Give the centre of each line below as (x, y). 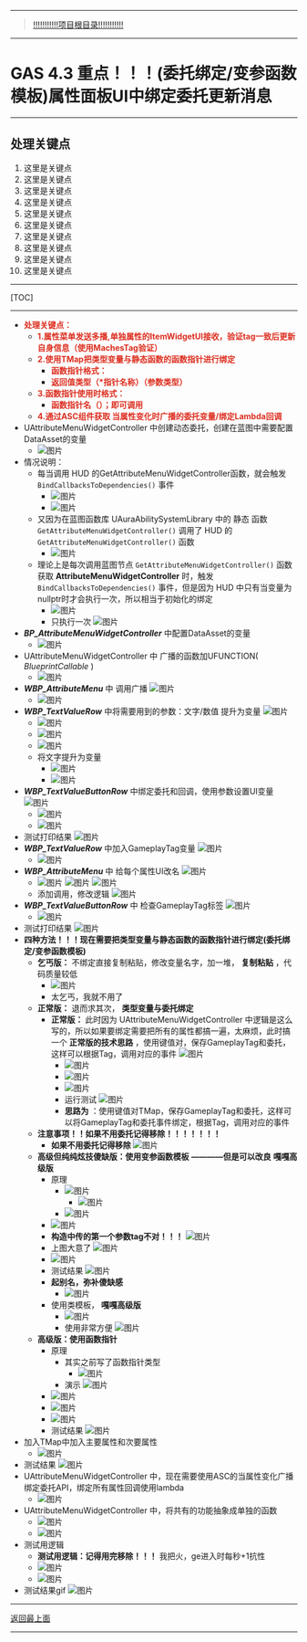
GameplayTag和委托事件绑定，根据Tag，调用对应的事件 (185, 1122)
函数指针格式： (79, 370)
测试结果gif (45, 1590)
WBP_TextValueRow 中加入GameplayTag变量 (109, 848)
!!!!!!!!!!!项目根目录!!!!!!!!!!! (78, 25)
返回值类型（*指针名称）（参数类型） (119, 382)
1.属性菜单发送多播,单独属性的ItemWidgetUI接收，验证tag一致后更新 (166, 336)
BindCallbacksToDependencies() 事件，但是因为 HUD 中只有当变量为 (164, 587)
